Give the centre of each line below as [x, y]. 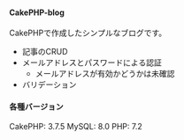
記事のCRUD [45, 52]
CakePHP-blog [37, 12]
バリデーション [49, 85]
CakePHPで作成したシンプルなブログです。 [88, 33]
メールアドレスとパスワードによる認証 [92, 63]
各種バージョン [36, 107]
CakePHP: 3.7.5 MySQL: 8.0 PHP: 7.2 [76, 127]
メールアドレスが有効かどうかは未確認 [105, 74]
